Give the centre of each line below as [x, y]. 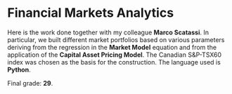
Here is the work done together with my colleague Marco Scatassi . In [108, 32]
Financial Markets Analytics [91, 13]
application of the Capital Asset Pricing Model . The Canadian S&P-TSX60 [115, 55]
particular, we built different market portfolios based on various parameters [116, 39]
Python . [19, 69]
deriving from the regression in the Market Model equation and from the [112, 47]
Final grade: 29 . [30, 83]
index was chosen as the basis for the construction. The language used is [114, 62]
